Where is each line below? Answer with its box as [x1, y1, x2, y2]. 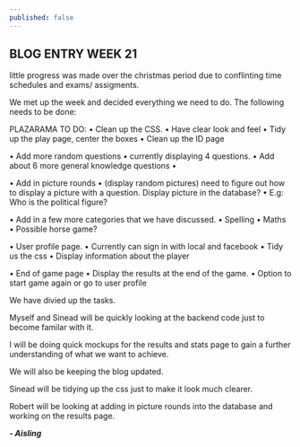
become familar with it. [9, 322, 94, 333]
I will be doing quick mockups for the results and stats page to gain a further [9, 339, 291, 350]
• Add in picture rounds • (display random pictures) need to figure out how [9, 178, 286, 188]
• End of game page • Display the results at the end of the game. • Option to [9, 268, 292, 279]
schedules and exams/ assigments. [9, 80, 140, 91]
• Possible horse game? [9, 223, 98, 234]
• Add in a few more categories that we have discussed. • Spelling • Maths [9, 215, 287, 225]
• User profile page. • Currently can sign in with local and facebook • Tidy [9, 241, 284, 252]
